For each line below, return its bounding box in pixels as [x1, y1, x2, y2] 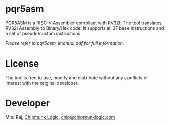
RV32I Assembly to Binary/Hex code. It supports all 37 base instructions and [5, 25, 164, 31]
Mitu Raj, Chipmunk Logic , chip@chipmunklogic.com [5, 114, 115, 120]
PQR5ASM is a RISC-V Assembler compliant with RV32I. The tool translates [5, 20, 162, 26]
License [5, 58, 39, 70]
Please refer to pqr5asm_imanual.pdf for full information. [5, 40, 124, 46]
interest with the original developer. [5, 80, 79, 86]
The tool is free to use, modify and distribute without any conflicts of [5, 74, 148, 81]
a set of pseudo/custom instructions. [5, 30, 82, 36]
